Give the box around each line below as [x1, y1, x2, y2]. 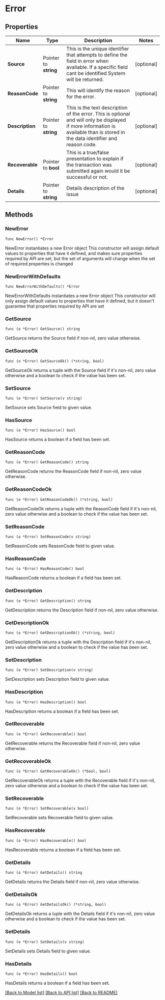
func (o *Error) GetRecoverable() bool [5, 731, 87, 737]
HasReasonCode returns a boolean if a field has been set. [5, 575, 122, 581]
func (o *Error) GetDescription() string [5, 598, 91, 603]
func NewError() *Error [5, 236, 54, 241]
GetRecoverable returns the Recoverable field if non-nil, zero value [5, 740, 140, 746]
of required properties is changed [5, 261, 73, 267]
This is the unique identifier [66, 45, 129, 52]
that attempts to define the [66, 52, 128, 58]
